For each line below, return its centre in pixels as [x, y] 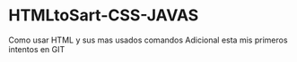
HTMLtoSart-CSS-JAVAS [104, 15]
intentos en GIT [37, 49]
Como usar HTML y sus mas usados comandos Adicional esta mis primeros [148, 40]
